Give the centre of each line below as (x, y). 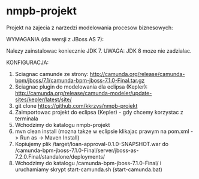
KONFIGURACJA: (28, 62)
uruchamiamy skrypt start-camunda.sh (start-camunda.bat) (89, 169)
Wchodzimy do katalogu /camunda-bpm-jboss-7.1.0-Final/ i (88, 163)
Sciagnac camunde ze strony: (52, 74)
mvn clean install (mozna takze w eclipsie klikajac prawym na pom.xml (102, 131)
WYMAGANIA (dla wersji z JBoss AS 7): (55, 39)
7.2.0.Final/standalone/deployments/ (60, 156)
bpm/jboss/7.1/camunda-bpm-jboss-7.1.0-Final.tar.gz (80, 80)
